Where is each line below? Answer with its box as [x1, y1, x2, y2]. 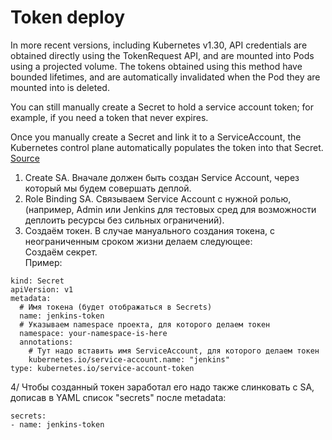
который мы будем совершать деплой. [24, 182, 192, 194]
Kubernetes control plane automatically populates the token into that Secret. [10, 141, 324, 153]
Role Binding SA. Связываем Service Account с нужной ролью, [24, 192, 292, 205]
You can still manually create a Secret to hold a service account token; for [10, 101, 315, 113]
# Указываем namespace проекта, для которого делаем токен [19, 319, 271, 330]
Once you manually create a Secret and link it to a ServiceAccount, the [10, 131, 302, 143]
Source [10, 152, 40, 164]
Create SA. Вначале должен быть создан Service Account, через [24, 171, 300, 183]
